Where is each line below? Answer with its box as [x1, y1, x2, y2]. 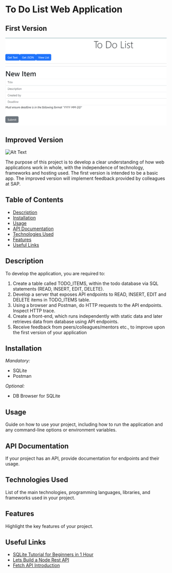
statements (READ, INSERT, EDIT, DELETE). [12, 285, 104, 292]
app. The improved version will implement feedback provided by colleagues [5, 175, 165, 181]
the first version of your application [12, 329, 87, 335]
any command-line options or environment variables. [5, 427, 117, 433]
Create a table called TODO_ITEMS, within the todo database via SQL [12, 280, 159, 286]
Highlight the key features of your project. [5, 523, 94, 529]
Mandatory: [5, 358, 30, 364]
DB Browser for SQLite [12, 393, 60, 399]
